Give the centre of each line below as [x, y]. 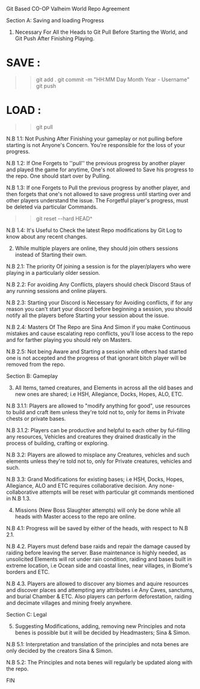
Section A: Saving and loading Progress [55, 20]
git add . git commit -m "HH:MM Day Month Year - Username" [113, 79]
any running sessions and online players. [57, 291]
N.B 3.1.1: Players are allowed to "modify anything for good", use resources [98, 406]
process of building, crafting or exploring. [58, 443]
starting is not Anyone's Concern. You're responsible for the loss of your [96, 145]
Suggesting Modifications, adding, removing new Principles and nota [100, 626]
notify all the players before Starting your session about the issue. [88, 315]
